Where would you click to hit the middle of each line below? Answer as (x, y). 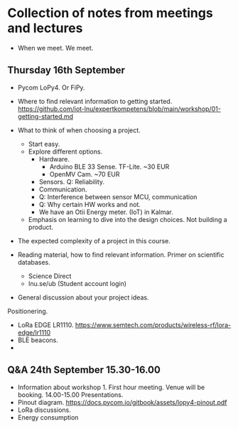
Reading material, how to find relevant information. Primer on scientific (121, 255)
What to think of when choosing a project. (79, 130)
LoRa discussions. (44, 410)
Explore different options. (65, 152)
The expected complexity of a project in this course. (94, 240)
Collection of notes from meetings (110, 13)
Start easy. (44, 144)
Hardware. (54, 159)
